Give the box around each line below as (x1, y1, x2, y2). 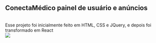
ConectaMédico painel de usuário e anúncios (5, 4, 148, 12)
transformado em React (5, 27, 53, 33)
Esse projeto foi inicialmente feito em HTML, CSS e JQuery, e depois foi (5, 22, 152, 28)
